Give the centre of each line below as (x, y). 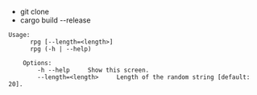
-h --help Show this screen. (93, 70)
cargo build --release (55, 20)
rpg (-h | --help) (60, 49)
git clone (35, 12)
